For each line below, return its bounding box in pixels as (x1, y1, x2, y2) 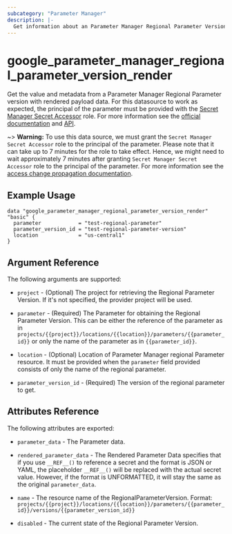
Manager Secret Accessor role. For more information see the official (7, 112, 201, 121)
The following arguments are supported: (7, 275, 122, 283)
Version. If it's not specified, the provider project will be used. (17, 295, 193, 304)
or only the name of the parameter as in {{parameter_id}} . (31, 337, 197, 345)
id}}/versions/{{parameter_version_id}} (17, 506, 135, 514)
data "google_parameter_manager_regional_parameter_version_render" (7, 208, 209, 215)
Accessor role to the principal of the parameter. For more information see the (7, 162, 224, 170)
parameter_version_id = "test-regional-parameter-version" (13, 226, 187, 233)
